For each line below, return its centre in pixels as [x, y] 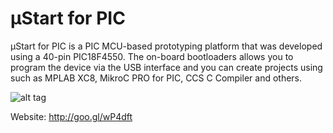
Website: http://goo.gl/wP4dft [71, 116]
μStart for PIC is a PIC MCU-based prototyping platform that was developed [166, 46]
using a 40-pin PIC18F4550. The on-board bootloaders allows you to [152, 56]
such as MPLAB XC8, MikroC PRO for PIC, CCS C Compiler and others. [156, 78]
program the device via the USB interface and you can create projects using [166, 67]
